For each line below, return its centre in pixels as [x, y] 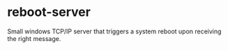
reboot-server [49, 12]
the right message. [34, 38]
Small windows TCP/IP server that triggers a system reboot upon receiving [114, 31]
